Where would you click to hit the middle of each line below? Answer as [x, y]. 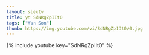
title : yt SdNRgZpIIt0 [34, 17]
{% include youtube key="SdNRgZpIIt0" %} [60, 45]
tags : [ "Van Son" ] [29, 23]
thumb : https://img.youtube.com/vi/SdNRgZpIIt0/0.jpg [75, 28]
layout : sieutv [25, 12]
